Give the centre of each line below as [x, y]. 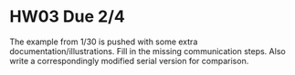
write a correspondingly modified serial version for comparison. [129, 61]
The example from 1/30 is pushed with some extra [104, 42]
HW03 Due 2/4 [67, 17]
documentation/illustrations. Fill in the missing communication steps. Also [147, 51]
